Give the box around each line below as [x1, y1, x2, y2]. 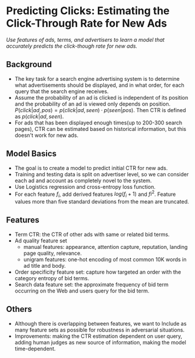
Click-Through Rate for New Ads [6, 17, 167, 30]
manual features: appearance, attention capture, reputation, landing [23, 243, 188, 250]
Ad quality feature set [14, 237, 68, 244]
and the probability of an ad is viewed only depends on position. [14, 100, 171, 107]
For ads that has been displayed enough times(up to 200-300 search [14, 119, 183, 126]
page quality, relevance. [23, 249, 82, 257]
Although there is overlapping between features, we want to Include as [14, 320, 187, 327]
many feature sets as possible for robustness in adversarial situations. [14, 326, 185, 333]
